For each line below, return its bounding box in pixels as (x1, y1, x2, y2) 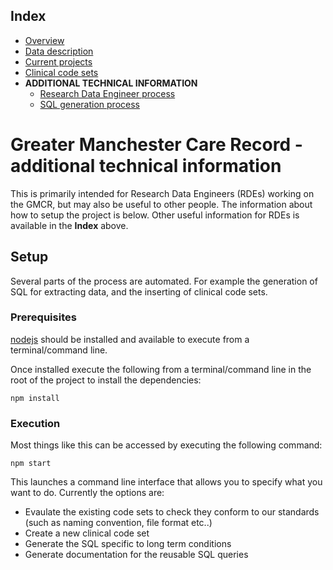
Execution (10, 416, 61, 430)
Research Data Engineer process (39, 87, 176, 99)
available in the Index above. (10, 219, 129, 231)
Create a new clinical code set (24, 527, 150, 539)
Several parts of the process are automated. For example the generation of (10, 275, 318, 287)
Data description (24, 45, 94, 57)
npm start (10, 459, 52, 469)
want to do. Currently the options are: (10, 487, 165, 499)
